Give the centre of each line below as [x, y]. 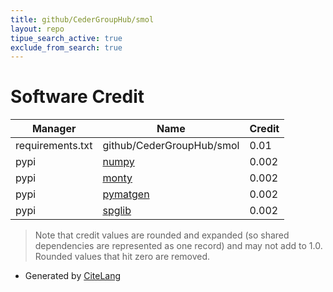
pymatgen [126, 194]
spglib [117, 211]
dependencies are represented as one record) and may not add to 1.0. [178, 246]
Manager [54, 129]
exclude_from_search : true [66, 47]
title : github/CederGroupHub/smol [82, 19]
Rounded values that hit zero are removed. [122, 257]
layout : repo [37, 29]
